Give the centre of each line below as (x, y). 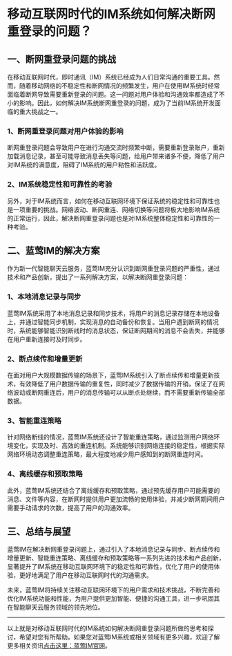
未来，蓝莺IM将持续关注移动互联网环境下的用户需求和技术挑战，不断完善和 (114, 590)
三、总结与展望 (39, 531)
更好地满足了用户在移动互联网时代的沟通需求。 (86, 575)
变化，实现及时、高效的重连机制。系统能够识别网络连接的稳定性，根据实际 (119, 446)
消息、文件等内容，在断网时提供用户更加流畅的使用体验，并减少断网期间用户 (116, 499)
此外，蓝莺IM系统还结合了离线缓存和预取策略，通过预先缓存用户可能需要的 (114, 490)
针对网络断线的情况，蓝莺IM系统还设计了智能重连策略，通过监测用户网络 (110, 437)
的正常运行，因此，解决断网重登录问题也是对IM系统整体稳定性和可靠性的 (110, 218)
